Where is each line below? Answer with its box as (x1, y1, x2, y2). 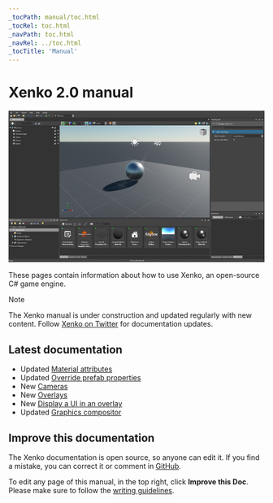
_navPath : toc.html (8, 30, 75, 38)
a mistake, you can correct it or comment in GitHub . (8, 462, 181, 470)
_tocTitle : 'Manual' (8, 47, 79, 56)
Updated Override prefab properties (19, 373, 141, 383)
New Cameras (19, 382, 68, 392)
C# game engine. (8, 279, 67, 288)
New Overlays (19, 390, 67, 400)
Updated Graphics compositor (19, 407, 122, 418)
